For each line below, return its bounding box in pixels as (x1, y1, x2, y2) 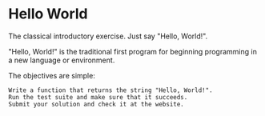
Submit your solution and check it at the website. (8, 100, 184, 108)
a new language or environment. (8, 55, 115, 65)
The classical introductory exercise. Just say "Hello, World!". (8, 31, 208, 41)
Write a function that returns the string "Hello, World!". (8, 86, 214, 94)
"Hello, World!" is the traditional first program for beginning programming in (8, 46, 258, 56)
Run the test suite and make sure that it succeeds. (8, 93, 188, 101)
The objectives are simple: (8, 70, 96, 80)
